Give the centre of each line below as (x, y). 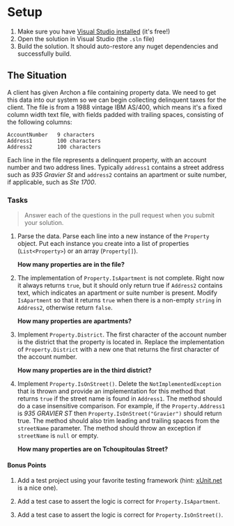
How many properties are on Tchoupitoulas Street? (93, 449)
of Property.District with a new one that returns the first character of (118, 350)
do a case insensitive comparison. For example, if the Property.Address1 (121, 406)
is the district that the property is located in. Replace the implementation (121, 342)
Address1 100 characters (54, 141)
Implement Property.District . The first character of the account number (122, 334)
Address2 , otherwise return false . (65, 308)
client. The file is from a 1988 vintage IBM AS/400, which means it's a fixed (115, 107)
